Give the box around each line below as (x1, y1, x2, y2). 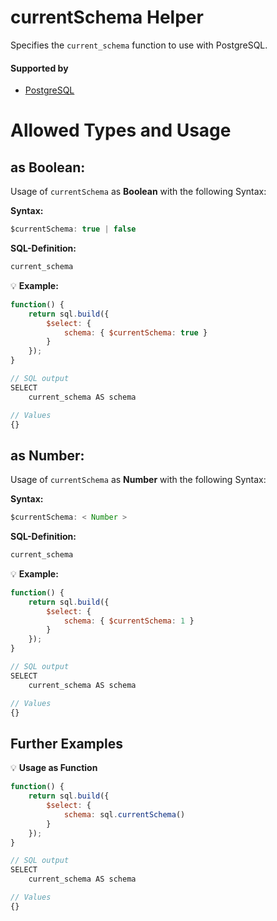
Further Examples (10, 735, 123, 752)
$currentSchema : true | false (10, 224, 137, 235)
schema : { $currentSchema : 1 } (63, 616, 195, 626)
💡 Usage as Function (10, 762, 98, 774)
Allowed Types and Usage (10, 119, 232, 142)
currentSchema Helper (10, 6, 204, 29)
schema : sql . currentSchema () (63, 809, 186, 820)
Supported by (10, 62, 69, 74)
